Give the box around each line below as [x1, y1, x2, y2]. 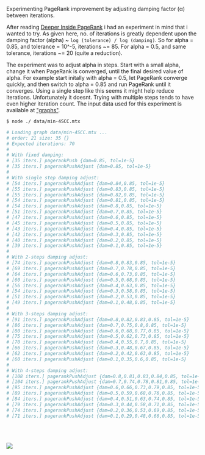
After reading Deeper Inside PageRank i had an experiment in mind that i [6, 24, 188, 30]
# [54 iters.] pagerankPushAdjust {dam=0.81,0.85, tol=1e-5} [6, 198, 165, 204]
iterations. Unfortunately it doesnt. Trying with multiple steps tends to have [6, 94, 194, 101]
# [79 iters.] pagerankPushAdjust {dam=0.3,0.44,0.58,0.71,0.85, [6, 401, 176, 407]
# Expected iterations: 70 [6, 140, 75, 147]
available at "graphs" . [6, 107, 60, 113]
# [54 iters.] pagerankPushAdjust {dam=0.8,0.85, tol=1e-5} [6, 203, 163, 209]
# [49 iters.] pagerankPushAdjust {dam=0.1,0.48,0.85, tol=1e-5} [6, 299, 176, 306]
